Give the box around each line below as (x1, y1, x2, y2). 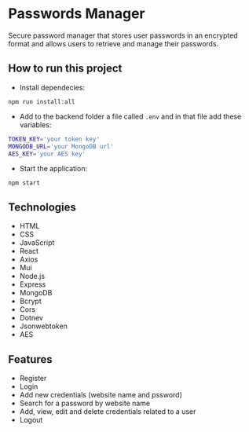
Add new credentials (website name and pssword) (19, 390, 183, 399)
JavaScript (19, 238, 55, 247)
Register (19, 374, 47, 383)
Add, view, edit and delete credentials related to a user (19, 407, 196, 416)
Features (8, 353, 53, 366)
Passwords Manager (8, 5, 145, 23)
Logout (19, 416, 43, 424)
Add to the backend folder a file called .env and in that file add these (19, 112, 242, 121)
